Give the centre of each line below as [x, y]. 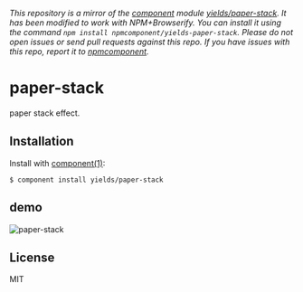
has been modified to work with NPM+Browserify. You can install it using [146, 23]
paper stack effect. [45, 113]
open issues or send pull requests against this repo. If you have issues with [150, 42]
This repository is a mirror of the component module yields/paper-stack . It [148, 13]
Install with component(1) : [57, 163]
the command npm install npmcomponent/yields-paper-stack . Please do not [151, 32]
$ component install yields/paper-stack [87, 180]
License [32, 257]
